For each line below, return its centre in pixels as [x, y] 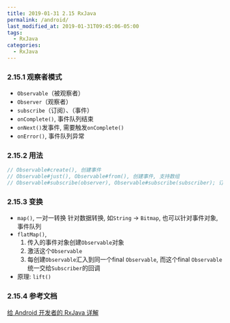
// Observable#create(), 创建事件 [54, 170]
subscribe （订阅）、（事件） [55, 110]
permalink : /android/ [38, 20]
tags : [15, 33]
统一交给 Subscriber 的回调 [64, 268]
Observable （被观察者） [50, 93]
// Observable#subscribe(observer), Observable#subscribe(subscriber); [111, 183]
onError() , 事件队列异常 [51, 136]
